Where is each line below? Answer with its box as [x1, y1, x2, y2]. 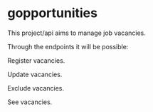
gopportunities [7, 5, 98, 21]
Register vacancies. [7, 56, 65, 65]
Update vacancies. [7, 70, 63, 78]
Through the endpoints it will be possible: [7, 42, 129, 51]
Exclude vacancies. [7, 83, 64, 92]
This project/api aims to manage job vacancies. [7, 29, 146, 37]
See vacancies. [7, 98, 53, 106]
